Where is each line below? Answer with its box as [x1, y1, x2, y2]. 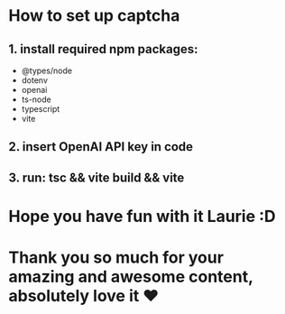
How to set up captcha [8, 5, 180, 26]
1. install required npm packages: [8, 42, 198, 57]
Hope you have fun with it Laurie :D [8, 206, 276, 226]
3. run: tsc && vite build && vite [8, 170, 185, 185]
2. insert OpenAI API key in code [8, 139, 194, 154]
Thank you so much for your [8, 247, 225, 268]
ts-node [21, 94, 51, 105]
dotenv [21, 75, 49, 86]
